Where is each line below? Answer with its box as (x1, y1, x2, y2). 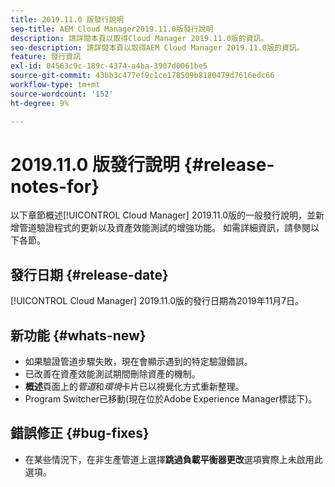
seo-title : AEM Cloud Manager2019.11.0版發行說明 (10, 24, 214, 34)
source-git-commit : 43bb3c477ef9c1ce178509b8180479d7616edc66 (10, 71, 275, 81)
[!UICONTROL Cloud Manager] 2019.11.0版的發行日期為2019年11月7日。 (10, 295, 305, 307)
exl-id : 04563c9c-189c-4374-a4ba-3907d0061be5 (10, 61, 208, 71)
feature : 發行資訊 (10, 52, 82, 62)
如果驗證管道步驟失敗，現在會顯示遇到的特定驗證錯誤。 (24, 356, 253, 368)
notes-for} (10, 175, 100, 198)
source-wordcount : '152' (10, 89, 114, 99)
